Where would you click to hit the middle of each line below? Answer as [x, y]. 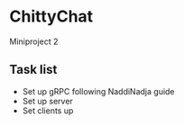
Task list [33, 70]
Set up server [48, 101]
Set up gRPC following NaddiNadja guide [98, 91]
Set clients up [48, 111]
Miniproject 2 [34, 41]
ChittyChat [51, 17]
